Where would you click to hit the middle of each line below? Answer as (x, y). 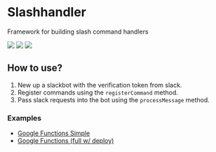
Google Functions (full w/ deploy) (66, 141)
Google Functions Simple (54, 133)
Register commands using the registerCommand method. (98, 92)
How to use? (35, 68)
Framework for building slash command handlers (78, 32)
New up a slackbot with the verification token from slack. (100, 85)
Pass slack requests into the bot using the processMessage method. (114, 99)
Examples (25, 118)
